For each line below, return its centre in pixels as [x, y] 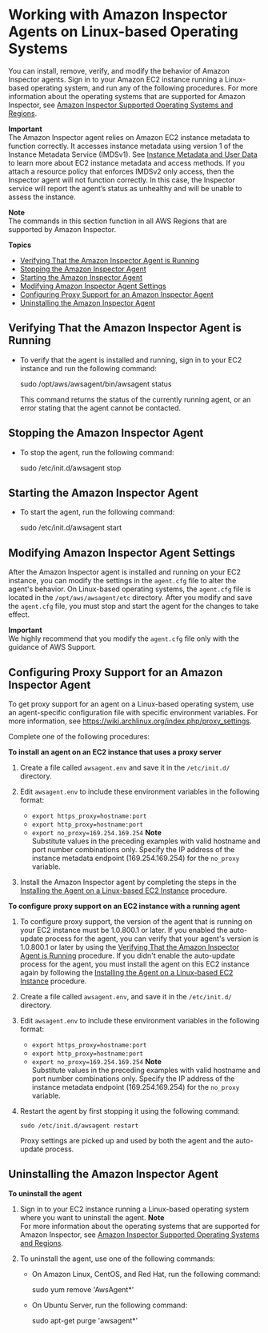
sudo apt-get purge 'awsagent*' [85, 1320]
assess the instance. [42, 197]
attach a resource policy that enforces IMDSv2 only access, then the [121, 171]
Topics [20, 245]
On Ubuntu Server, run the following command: [110, 1305]
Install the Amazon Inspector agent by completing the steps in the [128, 882]
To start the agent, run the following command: [97, 512]
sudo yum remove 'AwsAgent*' [83, 1289]
